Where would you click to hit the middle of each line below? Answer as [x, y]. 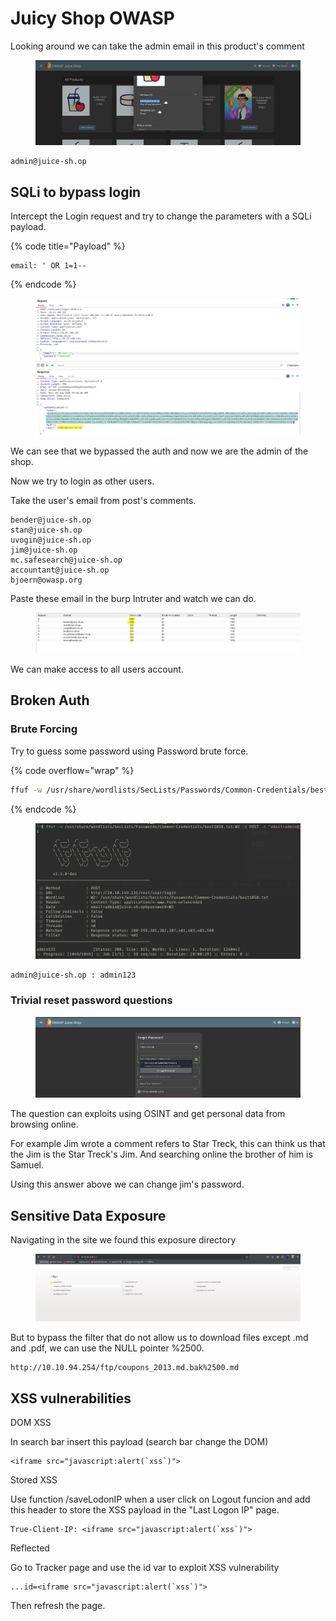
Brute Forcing [44, 729]
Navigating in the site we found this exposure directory [123, 1240]
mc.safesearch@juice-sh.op [66, 560]
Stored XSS [34, 1480]
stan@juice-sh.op [46, 530]
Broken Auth [50, 700]
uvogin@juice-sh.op [51, 540]
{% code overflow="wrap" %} [72, 770]
